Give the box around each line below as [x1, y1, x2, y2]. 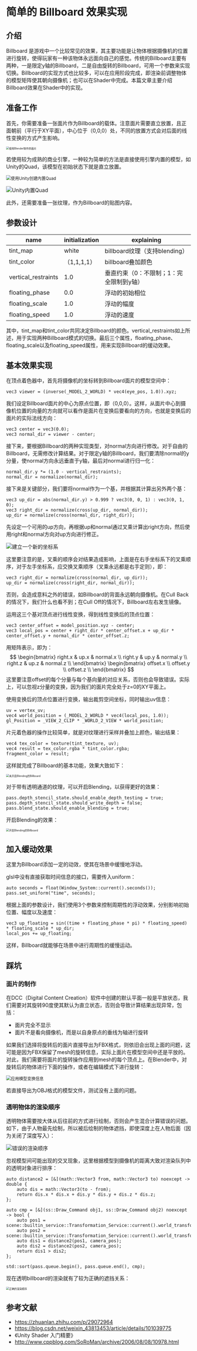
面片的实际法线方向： [6, 415, 57, 422]
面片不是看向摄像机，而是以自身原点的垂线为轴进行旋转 [14, 1029, 148, 1036]
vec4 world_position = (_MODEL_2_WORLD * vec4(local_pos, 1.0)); [6, 713, 169, 719]
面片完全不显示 [14, 1021, 51, 1028]
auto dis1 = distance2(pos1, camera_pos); [16, 1238, 122, 1244]
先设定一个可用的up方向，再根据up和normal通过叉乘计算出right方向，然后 [6, 523, 185, 531]
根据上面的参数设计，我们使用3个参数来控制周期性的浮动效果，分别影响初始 [6, 901, 189, 909]
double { [6, 1182, 28, 1187]
